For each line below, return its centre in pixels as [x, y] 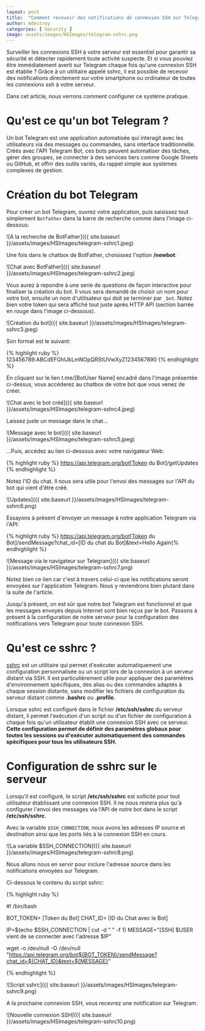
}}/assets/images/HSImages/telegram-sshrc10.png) [71, 1021]
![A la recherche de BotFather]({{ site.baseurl [63, 237]
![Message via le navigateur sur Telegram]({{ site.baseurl [78, 561]
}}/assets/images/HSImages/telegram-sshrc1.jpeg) [70, 243]
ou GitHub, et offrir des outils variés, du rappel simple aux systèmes [92, 164]
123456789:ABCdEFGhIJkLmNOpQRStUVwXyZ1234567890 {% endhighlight [103, 360]
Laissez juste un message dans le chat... [57, 421]
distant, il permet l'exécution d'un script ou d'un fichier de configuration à [99, 715]
